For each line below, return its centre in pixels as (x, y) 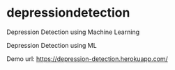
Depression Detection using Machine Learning (73, 32)
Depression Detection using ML (52, 45)
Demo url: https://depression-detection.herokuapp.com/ (87, 59)
